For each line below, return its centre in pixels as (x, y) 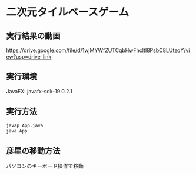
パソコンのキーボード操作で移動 (45, 166)
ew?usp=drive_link (29, 56)
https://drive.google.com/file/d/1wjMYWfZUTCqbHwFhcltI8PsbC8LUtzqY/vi (98, 50)
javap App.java (25, 125)
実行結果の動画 (33, 36)
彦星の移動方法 (33, 150)
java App (17, 131)
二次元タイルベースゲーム (68, 12)
